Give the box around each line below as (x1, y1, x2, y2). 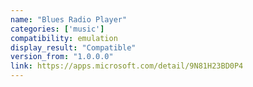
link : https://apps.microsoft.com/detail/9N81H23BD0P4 (10, 61, 244, 71)
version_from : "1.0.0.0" (10, 52, 114, 62)
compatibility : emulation (10, 33, 118, 43)
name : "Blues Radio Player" (10, 14, 128, 25)
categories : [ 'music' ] (10, 24, 105, 34)
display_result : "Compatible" (10, 42, 137, 53)
